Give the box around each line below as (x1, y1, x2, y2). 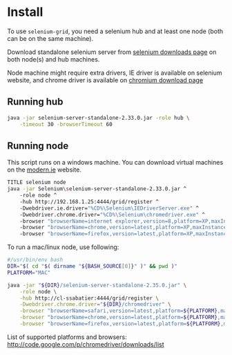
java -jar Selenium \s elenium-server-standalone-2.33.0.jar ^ (7, 185, 187, 192)
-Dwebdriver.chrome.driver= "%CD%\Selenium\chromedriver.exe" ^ (19, 211, 206, 218)
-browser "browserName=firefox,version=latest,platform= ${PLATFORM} (19, 320, 221, 327)
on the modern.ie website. (7, 165, 81, 174)
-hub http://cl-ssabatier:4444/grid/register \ (19, 295, 159, 302)
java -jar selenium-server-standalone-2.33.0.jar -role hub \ (7, 114, 190, 121)
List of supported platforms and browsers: (7, 333, 127, 341)
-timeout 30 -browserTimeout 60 (19, 120, 113, 128)
